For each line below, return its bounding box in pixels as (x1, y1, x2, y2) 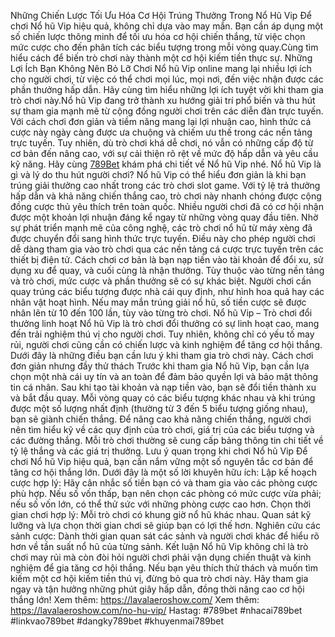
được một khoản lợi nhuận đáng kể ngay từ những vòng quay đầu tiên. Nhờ (10, 211, 319, 223)
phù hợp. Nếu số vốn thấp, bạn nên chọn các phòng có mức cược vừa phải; (10, 488, 322, 499)
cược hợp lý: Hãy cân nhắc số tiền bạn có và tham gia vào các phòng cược (10, 477, 318, 489)
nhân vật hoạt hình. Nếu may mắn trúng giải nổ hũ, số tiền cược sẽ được (10, 296, 307, 308)
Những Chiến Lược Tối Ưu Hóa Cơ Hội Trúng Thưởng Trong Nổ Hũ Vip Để (10, 10, 312, 21)
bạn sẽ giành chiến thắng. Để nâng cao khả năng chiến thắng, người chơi (10, 413, 312, 425)
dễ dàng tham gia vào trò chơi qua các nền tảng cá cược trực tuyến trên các (10, 243, 324, 255)
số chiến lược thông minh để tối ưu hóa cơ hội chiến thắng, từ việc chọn (10, 31, 306, 42)
